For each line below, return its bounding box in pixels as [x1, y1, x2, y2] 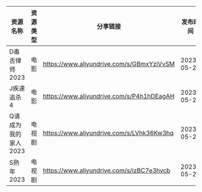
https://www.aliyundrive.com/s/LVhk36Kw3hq [43, 129, 174, 137]
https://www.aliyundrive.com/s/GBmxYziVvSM [43, 60, 176, 68]
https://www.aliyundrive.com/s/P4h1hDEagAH [43, 92, 175, 100]
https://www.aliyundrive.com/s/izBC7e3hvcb [43, 166, 171, 175]
